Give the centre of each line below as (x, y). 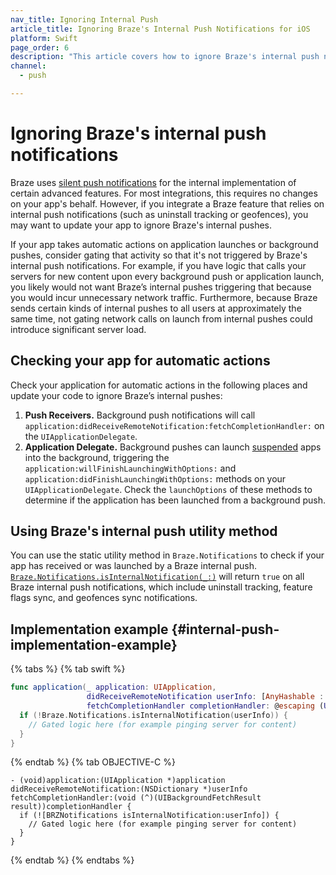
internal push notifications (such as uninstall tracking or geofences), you (159, 214)
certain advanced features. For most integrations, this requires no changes (164, 193)
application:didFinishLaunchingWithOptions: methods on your (155, 478)
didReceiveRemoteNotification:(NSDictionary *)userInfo (129, 789)
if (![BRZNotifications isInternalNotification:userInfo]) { (149, 816)
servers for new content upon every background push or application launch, (167, 276)
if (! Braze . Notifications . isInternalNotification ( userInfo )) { (153, 715)
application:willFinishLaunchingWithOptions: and (130, 468)
